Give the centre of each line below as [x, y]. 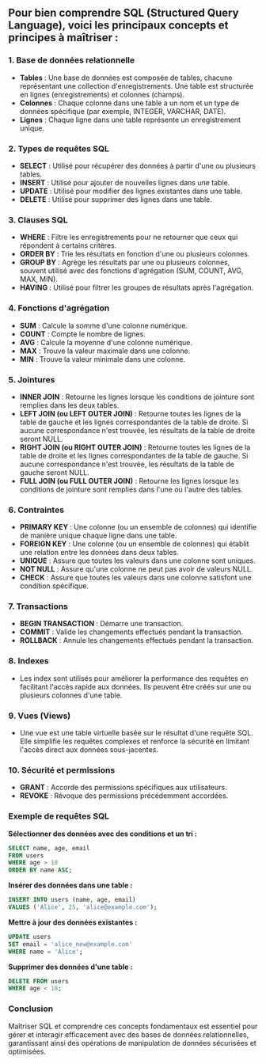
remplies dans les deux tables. [69, 405]
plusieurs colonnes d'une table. [71, 695]
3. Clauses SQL [38, 219]
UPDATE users [30, 937]
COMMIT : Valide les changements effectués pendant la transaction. [131, 632]
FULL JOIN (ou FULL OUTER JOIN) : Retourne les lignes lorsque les [129, 481]
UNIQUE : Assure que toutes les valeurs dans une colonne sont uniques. [137, 560]
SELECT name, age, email [49, 848]
